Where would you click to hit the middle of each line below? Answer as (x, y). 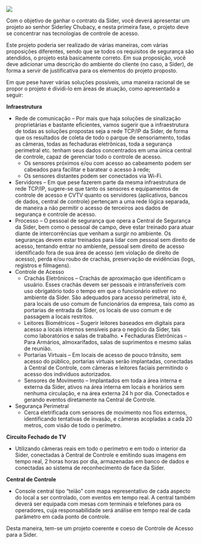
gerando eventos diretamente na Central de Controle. (90, 400)
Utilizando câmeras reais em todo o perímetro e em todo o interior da (100, 449)
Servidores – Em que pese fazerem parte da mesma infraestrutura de (100, 182)
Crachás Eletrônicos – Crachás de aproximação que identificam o (105, 278)
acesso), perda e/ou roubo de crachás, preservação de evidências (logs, (105, 259)
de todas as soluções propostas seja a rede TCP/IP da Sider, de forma (101, 131)
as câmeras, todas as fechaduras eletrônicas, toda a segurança (93, 144)
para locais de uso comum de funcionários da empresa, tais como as (109, 304)
